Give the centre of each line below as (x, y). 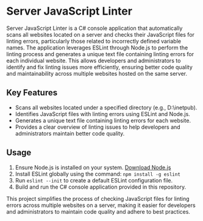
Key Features (32, 93)
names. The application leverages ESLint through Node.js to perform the (97, 48)
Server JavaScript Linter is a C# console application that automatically (94, 28)
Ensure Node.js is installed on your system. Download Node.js (93, 167)
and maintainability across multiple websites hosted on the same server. (97, 73)
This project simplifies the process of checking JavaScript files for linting (98, 198)
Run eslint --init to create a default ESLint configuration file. (94, 180)
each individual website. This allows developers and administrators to (94, 60)
